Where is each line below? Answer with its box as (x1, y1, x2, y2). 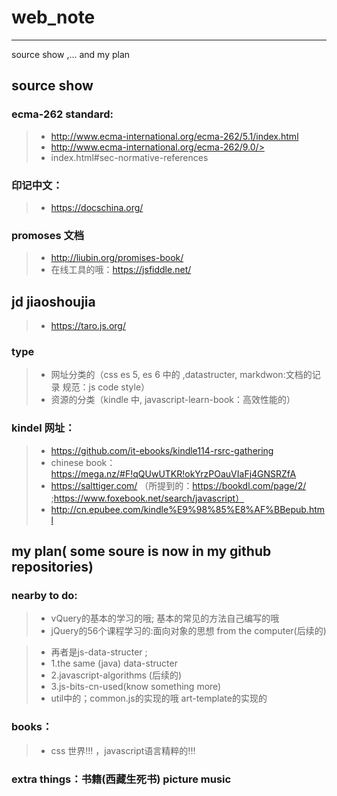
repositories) (11, 559, 94, 576)
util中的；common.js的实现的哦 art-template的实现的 (50, 692, 268, 705)
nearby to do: (11, 588, 78, 602)
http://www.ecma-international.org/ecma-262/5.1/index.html (50, 130, 299, 142)
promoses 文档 (11, 228, 85, 242)
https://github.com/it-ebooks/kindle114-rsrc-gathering (50, 444, 274, 456)
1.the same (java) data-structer (50, 657, 178, 670)
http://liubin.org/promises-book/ (50, 252, 184, 264)
